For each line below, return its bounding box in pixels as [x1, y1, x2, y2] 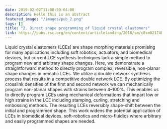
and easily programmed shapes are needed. [5, 118, 96, 124]
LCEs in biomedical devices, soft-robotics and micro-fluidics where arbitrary [5, 113, 162, 119]
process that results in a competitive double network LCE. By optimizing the [5, 76, 161, 82]
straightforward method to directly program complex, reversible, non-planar [5, 65, 161, 71]
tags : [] [5, 21, 23, 26]
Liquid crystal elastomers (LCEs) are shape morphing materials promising [5, 44, 156, 50]
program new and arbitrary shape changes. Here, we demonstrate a [5, 60, 145, 66]
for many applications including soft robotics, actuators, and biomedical [5, 49, 152, 55]
